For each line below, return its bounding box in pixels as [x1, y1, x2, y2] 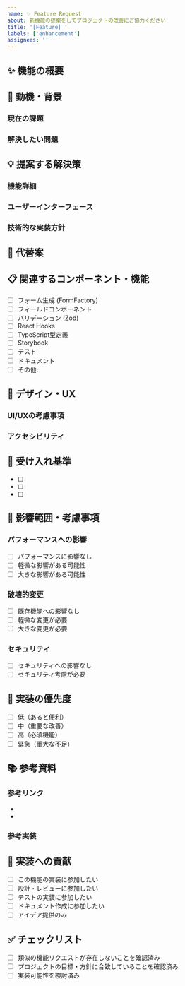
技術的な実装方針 [7, 222, 66, 232]
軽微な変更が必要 [17, 615, 68, 624]
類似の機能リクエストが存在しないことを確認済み [17, 954, 160, 962]
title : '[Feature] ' [7, 23, 68, 30]
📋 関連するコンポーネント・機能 [7, 273, 150, 285]
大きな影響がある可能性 [17, 570, 86, 578]
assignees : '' [7, 37, 49, 44]
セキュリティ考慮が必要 [17, 670, 86, 679]
